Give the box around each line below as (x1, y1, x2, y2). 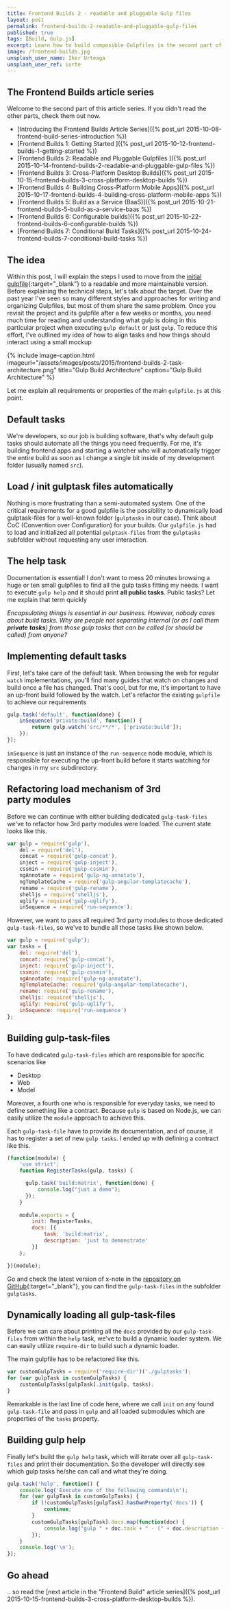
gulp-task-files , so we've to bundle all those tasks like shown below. (7, 924, 204, 932)
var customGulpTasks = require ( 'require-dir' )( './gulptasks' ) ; (7, 1369, 192, 1375)
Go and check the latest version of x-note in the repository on (7, 1275, 181, 1283)
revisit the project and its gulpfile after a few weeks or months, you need (7, 309, 212, 317)
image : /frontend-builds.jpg (7, 49, 90, 56)
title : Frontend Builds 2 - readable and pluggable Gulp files (7, 10, 192, 17)
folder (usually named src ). (7, 461, 84, 470)
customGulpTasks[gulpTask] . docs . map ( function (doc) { (31, 1518, 186, 1526)
